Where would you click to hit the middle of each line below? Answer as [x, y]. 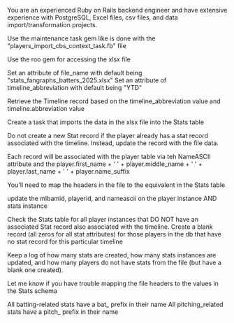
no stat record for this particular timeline [65, 241]
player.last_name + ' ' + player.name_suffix [69, 171]
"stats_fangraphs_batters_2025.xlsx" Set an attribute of [87, 80]
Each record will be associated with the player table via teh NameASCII [109, 157]
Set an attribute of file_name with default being [75, 73]
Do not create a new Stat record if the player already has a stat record [108, 136]
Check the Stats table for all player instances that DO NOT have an [103, 219]
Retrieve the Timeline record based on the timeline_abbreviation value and [114, 101]
